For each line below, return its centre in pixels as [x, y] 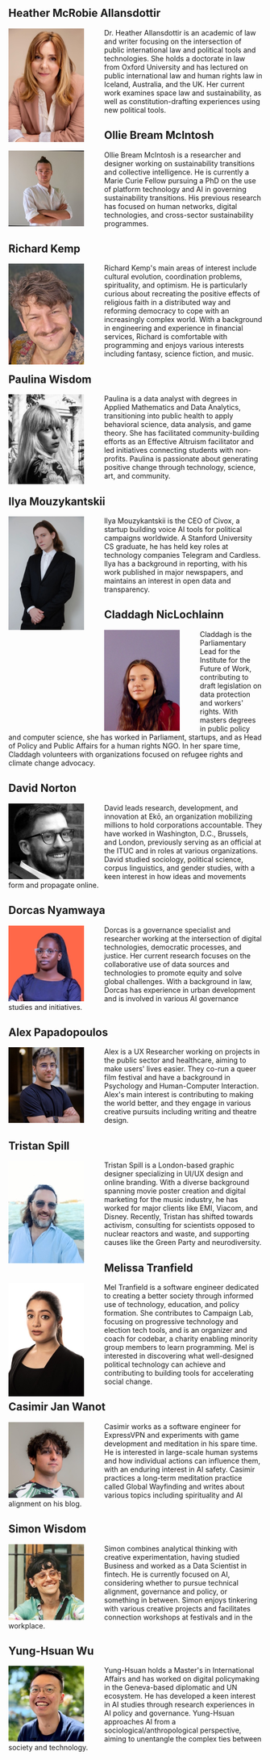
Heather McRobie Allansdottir [85, 13]
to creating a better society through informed [179, 1296]
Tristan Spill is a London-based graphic [170, 1165]
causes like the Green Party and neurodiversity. [183, 1242]
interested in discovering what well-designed [179, 1356]
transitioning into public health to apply [169, 416]
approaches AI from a [140, 1722]
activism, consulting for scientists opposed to [180, 1226]
